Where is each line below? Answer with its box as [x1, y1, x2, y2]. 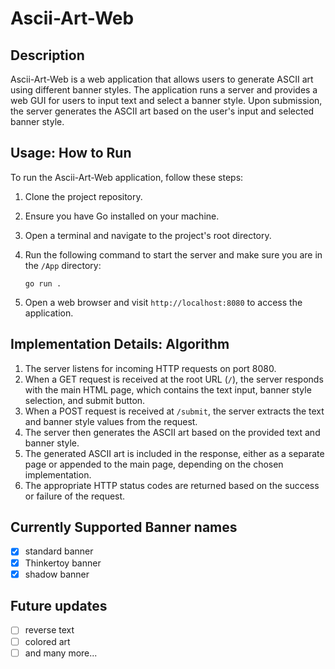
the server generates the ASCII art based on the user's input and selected [10, 105, 315, 117]
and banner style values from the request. [24, 415, 198, 427]
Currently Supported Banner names [10, 519, 238, 536]
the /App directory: [24, 259, 102, 271]
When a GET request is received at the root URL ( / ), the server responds [24, 373, 324, 385]
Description [10, 47, 85, 64]
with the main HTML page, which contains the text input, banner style [24, 383, 312, 396]
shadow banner [24, 568, 90, 580]
